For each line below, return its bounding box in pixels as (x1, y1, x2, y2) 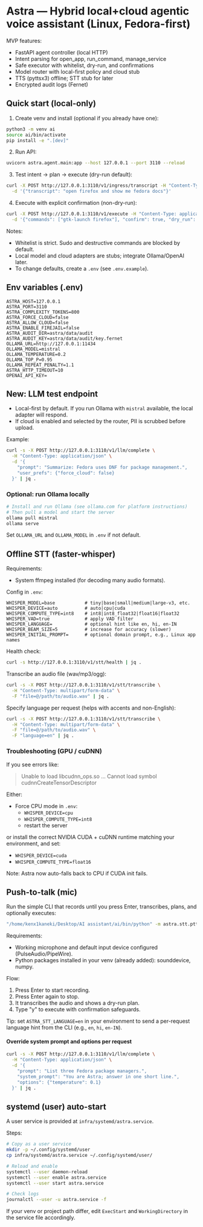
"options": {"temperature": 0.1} (17, 1079, 101, 1086)
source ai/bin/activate (6, 132, 66, 138)
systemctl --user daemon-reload (6, 1168, 88, 1175)
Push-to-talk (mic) (6, 887, 77, 897)
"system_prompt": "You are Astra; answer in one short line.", (17, 1073, 180, 1080)
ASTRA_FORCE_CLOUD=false (6, 314, 69, 320)
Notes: (6, 227, 23, 235)
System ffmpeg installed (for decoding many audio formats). (14, 577, 166, 584)
